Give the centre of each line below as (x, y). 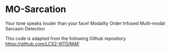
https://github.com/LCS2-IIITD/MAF (43, 43)
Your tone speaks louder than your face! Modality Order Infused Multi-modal (85, 23)
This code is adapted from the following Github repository (65, 38)
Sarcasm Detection (25, 28)
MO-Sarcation (36, 9)
